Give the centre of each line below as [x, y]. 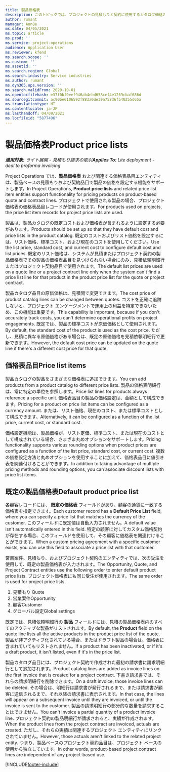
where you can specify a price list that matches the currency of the [75, 517]
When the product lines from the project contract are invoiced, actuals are [82, 724]
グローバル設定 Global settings [44, 611]
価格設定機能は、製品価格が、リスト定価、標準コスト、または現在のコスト [83, 433]
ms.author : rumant [25, 80]
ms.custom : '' [20, 62]
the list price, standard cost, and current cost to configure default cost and [83, 247]
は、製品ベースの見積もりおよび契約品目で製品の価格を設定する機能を [78, 182]
